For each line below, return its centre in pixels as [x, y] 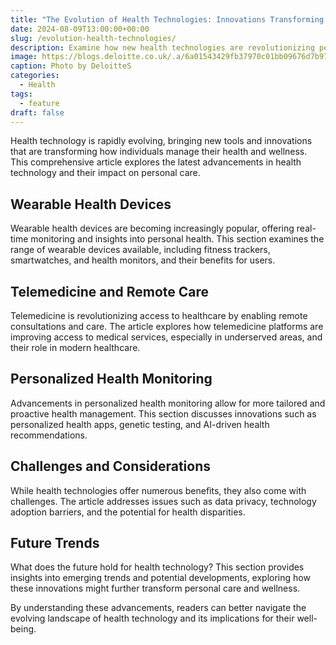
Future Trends [55, 543]
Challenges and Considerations [110, 466]
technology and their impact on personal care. [105, 173]
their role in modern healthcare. [75, 347]
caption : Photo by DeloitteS [71, 66]
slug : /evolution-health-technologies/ [93, 38]
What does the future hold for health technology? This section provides [157, 567]
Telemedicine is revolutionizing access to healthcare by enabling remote [159, 315]
